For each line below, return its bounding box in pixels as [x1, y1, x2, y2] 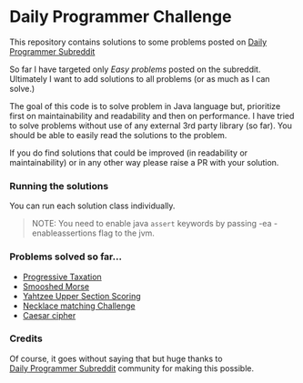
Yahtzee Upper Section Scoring [22, 290, 141, 301]
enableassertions [31, 227, 97, 238]
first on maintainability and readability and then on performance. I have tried [9, 110, 295, 121]
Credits [9, 332, 43, 345]
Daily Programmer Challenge [9, 6, 232, 27]
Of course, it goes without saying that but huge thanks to [9, 353, 223, 364]
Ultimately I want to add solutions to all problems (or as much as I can [9, 73, 270, 84]
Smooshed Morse [22, 280, 90, 292]
